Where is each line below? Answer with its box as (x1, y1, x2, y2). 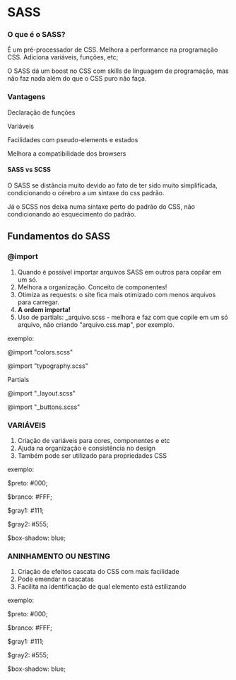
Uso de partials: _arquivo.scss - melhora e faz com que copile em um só (17, 313, 228, 321)
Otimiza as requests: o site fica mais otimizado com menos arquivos (17, 290, 216, 299)
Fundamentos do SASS (7, 231, 111, 243)
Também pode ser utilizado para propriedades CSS (17, 451, 167, 460)
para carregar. (17, 298, 59, 306)
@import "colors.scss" (7, 347, 73, 356)
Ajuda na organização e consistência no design (17, 444, 156, 452)
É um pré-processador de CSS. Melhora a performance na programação (7, 45, 218, 54)
